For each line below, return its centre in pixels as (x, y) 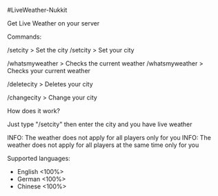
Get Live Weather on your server (53, 23)
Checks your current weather (49, 71)
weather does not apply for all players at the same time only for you (103, 145)
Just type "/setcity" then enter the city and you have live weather (100, 124)
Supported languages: (39, 158)
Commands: (24, 37)
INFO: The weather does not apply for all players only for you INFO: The (109, 138)
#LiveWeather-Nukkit (37, 10)
